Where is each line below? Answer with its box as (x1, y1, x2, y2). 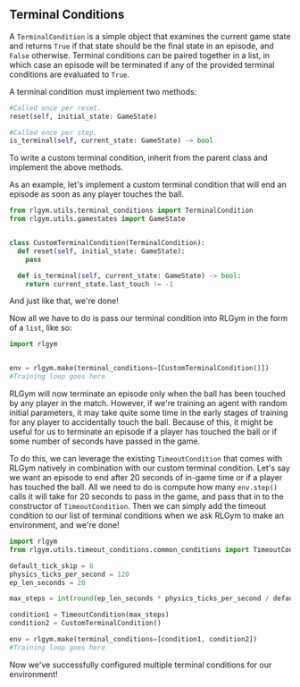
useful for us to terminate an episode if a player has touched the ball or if (9, 427, 278, 437)
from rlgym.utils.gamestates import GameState (9, 215, 186, 224)
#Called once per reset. (9, 103, 102, 113)
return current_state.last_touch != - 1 (25, 279, 174, 289)
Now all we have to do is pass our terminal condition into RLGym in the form (9, 313, 288, 324)
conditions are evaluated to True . (9, 69, 130, 80)
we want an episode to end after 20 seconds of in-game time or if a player (9, 472, 283, 483)
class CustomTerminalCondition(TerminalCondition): (9, 239, 205, 248)
